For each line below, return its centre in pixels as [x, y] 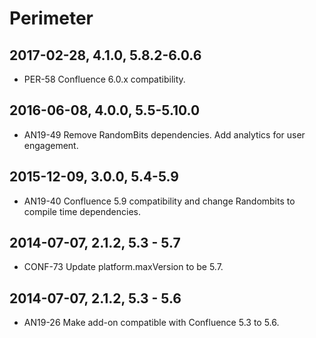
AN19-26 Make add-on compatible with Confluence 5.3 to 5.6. [151, 323]
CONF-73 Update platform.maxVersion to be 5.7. [123, 267]
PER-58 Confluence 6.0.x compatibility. [104, 79]
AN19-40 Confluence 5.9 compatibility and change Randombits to [159, 201]
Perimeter [51, 18]
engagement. [51, 145]
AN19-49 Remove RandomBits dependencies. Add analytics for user [164, 134]
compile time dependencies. [82, 211]
